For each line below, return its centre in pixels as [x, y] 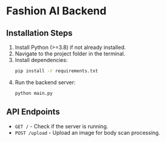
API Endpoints [33, 112]
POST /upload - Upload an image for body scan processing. [87, 132]
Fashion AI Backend [56, 11]
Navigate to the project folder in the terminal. [70, 54]
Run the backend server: [45, 82]
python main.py [34, 93]
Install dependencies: [41, 60]
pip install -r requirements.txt [56, 71]
